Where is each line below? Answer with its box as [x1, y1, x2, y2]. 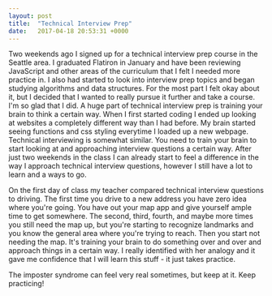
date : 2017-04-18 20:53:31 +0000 [8, 27, 129, 35]
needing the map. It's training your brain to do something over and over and [8, 237, 261, 247]
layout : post [8, 11, 53, 20]
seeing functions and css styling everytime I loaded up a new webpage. [8, 127, 249, 136]
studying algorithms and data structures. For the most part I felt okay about [8, 84, 260, 93]
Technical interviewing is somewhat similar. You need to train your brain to [8, 135, 257, 145]
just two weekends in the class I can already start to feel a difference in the [8, 152, 260, 162]
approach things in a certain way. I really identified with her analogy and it [8, 246, 256, 255]
